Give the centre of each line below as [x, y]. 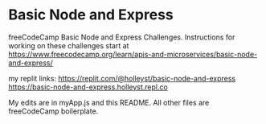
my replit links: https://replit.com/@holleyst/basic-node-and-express [122, 78]
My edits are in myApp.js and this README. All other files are [109, 102]
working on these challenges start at [69, 45]
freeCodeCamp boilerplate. [53, 111]
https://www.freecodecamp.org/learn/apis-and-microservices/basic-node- [133, 54]
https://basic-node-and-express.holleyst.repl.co [88, 87]
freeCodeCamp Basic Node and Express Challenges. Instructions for [122, 37]
